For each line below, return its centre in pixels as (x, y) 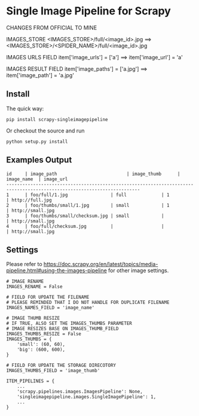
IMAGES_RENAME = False (34, 287)
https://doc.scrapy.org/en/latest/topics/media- (101, 264)
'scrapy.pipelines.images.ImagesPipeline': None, (80, 392)
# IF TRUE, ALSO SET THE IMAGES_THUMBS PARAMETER (69, 324)
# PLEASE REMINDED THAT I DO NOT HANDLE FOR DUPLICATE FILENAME (88, 303)
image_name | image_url (37, 179)
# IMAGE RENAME (25, 282)
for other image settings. (139, 270)
